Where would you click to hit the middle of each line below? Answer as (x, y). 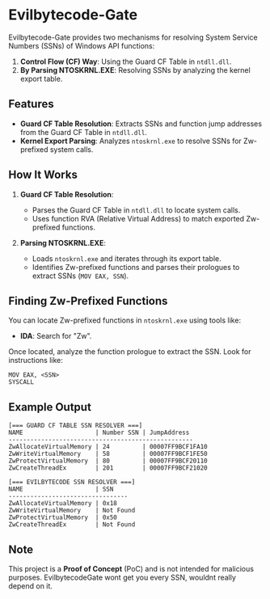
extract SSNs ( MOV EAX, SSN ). (80, 276)
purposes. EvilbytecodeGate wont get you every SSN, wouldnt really (122, 577)
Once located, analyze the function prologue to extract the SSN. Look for (130, 352)
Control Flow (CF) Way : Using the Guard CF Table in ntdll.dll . (126, 61)
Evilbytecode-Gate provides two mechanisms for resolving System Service (133, 37)
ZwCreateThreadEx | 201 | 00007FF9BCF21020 (108, 468)
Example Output (50, 407)
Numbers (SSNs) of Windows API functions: (82, 45)
